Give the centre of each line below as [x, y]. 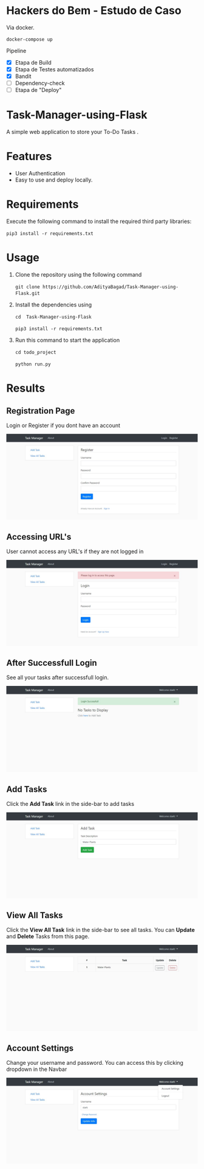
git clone [28, 287]
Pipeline [16, 51]
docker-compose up [29, 39]
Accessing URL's [39, 537]
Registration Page [41, 411]
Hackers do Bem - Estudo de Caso [94, 11]
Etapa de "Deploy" [38, 90]
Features [29, 157]
